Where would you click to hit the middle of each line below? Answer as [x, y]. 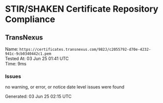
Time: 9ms [16, 64]
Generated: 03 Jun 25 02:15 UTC [38, 97]
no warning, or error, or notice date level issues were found [65, 87]
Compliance [30, 19]
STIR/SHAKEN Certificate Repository [82, 9]
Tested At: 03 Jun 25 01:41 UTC [37, 59]
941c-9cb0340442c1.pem [28, 54]
